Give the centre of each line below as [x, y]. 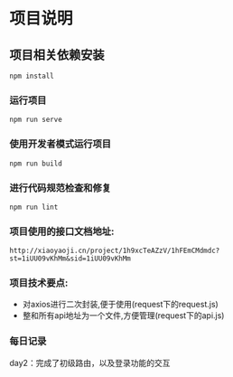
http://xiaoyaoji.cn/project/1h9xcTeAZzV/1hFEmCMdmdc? [115, 251]
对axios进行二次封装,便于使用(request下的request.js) [120, 305]
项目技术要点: [39, 283]
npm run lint [34, 207]
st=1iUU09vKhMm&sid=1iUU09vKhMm [70, 259]
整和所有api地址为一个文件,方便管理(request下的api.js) [123, 316]
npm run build [36, 164]
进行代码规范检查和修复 [60, 188]
